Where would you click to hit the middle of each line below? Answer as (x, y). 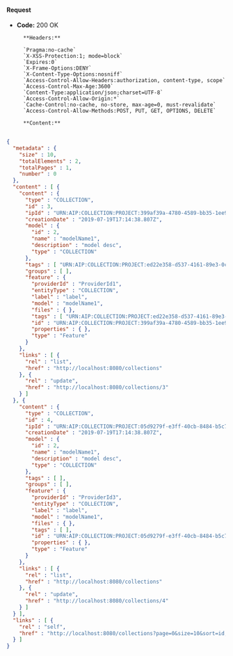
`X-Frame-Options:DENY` (57, 69)
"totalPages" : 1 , (46, 168)
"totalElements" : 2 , (50, 161)
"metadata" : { (35, 148)
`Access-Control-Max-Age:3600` (69, 87)
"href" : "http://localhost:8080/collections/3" (97, 387)
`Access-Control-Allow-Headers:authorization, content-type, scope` (124, 81)
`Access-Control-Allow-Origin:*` (72, 99)
